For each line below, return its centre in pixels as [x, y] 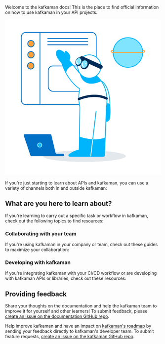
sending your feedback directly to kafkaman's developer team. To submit [80, 331]
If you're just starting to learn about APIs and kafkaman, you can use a [77, 183]
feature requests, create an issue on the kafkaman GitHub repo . [70, 337]
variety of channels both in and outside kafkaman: [56, 188]
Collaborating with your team [41, 233]
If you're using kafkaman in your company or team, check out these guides [82, 245]
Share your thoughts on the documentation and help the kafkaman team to [81, 306]
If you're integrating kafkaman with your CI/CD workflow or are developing [81, 273]
